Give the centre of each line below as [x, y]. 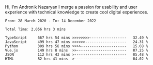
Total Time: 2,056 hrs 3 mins [36, 29]
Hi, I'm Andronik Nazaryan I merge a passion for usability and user [71, 7]
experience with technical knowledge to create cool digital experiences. [77, 12]
